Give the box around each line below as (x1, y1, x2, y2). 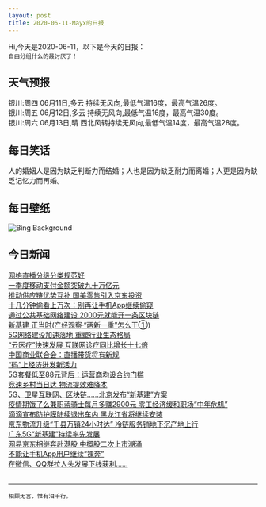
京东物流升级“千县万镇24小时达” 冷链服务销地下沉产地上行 (8, 419, 199, 428)
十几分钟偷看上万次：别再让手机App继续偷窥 (8, 300, 154, 309)
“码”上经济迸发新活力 (8, 359, 78, 369)
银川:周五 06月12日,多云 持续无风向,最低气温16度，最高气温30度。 (8, 108, 223, 117)
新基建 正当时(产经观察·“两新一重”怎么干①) (8, 320, 151, 329)
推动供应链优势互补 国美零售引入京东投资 (8, 290, 142, 300)
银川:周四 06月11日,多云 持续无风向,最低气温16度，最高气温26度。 (8, 98, 222, 108)
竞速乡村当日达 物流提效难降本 (8, 379, 108, 389)
